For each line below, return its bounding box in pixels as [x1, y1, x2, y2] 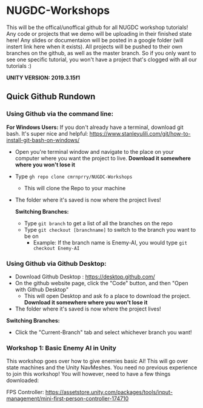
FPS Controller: [6, 389, 44, 396]
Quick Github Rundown [6, 91, 96, 102]
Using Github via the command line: [6, 110, 114, 118]
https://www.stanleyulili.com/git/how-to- [89, 130, 191, 137]
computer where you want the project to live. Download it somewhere [15, 154, 191, 162]
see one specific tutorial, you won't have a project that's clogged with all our [6, 56, 198, 63]
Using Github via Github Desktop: [6, 259, 107, 268]
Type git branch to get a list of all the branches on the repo [24, 219, 173, 227]
